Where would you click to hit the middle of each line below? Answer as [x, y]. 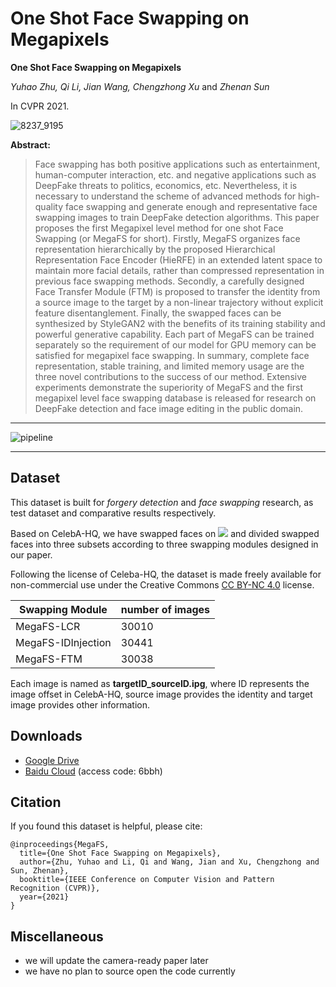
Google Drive [52, 760]
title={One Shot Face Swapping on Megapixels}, [120, 853]
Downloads [46, 736]
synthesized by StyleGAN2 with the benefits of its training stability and [180, 323]
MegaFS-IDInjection [63, 642]
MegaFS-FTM [49, 659]
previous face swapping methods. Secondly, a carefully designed [169, 281]
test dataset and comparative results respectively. [113, 513]
